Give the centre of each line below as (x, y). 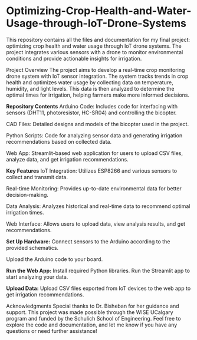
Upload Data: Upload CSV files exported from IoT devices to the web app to (98, 288)
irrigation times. (25, 212)
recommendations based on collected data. (59, 141)
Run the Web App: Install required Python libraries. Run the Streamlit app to (98, 270)
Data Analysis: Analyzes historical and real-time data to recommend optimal (98, 206)
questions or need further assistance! (52, 331)
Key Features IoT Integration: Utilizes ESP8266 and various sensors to (92, 171)
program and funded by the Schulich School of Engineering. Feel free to (93, 318)
